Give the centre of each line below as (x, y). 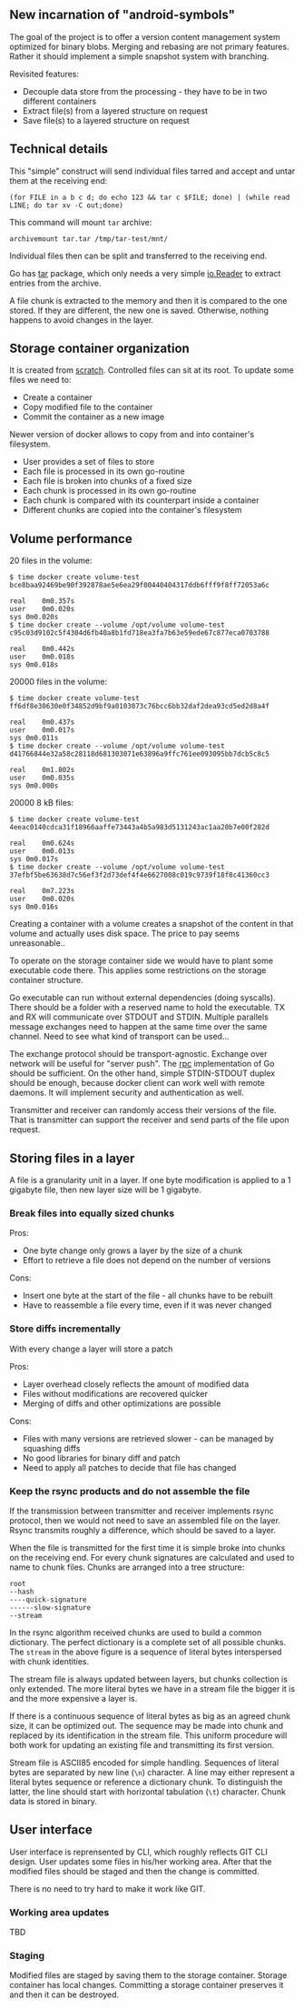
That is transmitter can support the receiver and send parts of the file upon (149, 1120)
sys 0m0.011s (34, 738)
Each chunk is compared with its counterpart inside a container (141, 500)
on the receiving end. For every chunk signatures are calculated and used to (152, 1557)
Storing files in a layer (72, 1158)
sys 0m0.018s (34, 665)
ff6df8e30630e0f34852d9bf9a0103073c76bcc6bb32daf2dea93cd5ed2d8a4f (140, 707)
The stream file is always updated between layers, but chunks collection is (149, 1679)
